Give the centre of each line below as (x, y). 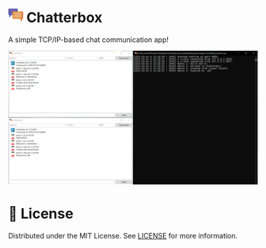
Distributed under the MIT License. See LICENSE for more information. (123, 235)
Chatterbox (65, 18)
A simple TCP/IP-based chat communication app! (88, 40)
